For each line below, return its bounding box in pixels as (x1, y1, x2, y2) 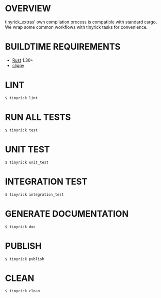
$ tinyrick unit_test (5, 160, 49, 165)
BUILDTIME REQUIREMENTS (5, 41, 121, 53)
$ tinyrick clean (5, 289, 40, 294)
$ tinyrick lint (5, 95, 38, 100)
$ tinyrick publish (5, 256, 45, 262)
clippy (12, 62, 25, 68)
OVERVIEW (5, 3, 51, 14)
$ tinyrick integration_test (5, 192, 64, 197)
